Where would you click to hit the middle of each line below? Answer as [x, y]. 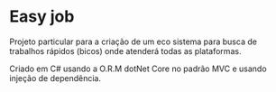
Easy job [42, 17]
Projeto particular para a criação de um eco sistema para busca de [133, 41]
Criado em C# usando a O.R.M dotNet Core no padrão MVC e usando [138, 69]
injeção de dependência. [55, 78]
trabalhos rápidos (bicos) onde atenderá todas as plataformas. [125, 51]
